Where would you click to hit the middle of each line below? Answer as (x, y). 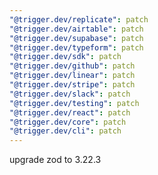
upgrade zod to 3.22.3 (55, 160)
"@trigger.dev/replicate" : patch (79, 19)
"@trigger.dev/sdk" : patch (65, 57)
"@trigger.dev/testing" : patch (74, 103)
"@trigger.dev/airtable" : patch (76, 29)
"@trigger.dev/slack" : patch (70, 94)
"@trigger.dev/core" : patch (68, 122)
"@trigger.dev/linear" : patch (72, 76)
